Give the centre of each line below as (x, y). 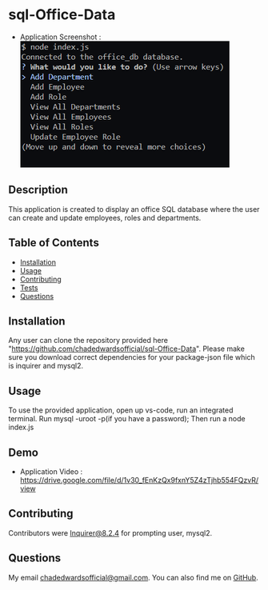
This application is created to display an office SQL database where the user (134, 209)
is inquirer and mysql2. (46, 366)
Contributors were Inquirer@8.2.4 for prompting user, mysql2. (110, 532)
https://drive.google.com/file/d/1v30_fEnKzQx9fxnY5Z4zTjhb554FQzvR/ (139, 480)
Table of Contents (54, 243)
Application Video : (51, 472)
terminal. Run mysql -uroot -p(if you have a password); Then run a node (127, 419)
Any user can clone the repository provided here (88, 341)
